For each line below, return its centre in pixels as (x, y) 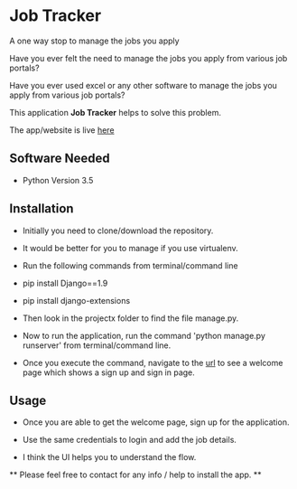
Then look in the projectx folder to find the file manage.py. (130, 318)
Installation (42, 209)
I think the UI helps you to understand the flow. (109, 457)
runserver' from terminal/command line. (97, 345)
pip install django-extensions (76, 300)
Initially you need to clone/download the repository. (118, 230)
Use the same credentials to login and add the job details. (130, 440)
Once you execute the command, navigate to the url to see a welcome (153, 362)
